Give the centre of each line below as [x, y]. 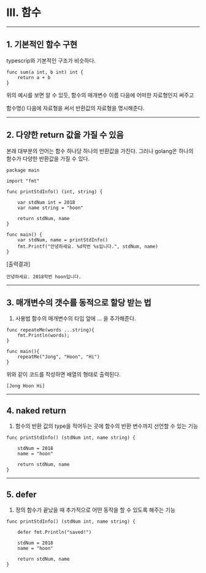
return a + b [34, 77]
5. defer [21, 494]
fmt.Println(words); [44, 336]
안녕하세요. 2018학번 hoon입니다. [44, 276]
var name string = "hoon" [51, 208]
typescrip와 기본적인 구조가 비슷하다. [51, 60]
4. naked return [36, 410]
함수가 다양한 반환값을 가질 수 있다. [48, 158]
